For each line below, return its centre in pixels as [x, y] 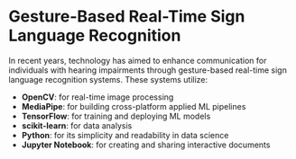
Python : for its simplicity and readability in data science [125, 135]
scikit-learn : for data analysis [77, 125]
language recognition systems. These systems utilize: [108, 79]
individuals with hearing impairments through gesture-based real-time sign [148, 70]
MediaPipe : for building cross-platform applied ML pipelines [134, 106]
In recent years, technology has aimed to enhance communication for [138, 60]
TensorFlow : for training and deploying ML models [116, 116]
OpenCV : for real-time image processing [97, 97]
